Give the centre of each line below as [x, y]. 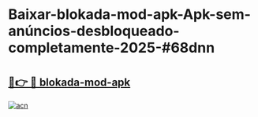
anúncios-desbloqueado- [94, 31]
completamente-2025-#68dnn [112, 48]
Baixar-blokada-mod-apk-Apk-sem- [129, 15]
